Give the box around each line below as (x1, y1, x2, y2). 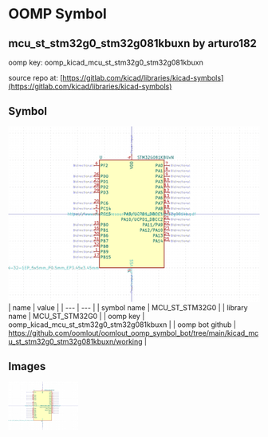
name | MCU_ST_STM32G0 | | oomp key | (8, 311, 145, 321)
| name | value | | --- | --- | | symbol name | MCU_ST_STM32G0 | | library (8, 302, 249, 312)
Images (8, 360, 46, 373)
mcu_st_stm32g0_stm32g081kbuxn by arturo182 (8, 37, 258, 50)
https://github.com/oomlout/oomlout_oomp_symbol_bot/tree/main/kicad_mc (8, 328, 259, 337)
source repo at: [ (8, 73, 63, 82)
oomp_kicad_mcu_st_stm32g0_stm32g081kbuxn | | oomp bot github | (8, 320, 237, 329)
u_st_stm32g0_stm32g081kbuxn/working (8, 337, 143, 346)
